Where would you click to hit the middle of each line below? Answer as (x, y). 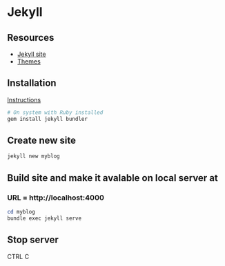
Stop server (33, 240)
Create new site (42, 140)
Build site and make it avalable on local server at (113, 178)
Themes (29, 61)
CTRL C (18, 256)
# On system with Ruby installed (55, 112)
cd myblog (21, 211)
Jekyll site (31, 54)
